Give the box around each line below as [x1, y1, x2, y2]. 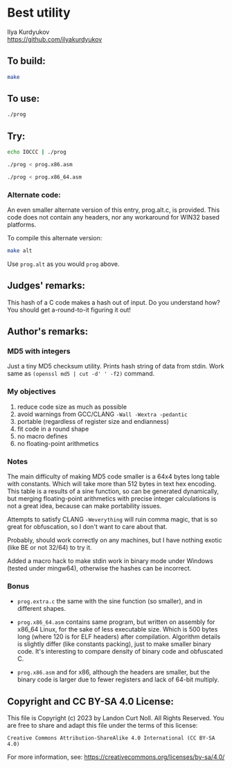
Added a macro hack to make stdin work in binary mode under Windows [7, 557, 213, 565]
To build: [7, 55, 46, 67]
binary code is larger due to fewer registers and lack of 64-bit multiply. [17, 675, 220, 684]
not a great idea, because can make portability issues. [7, 502, 162, 510]
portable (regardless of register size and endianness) [17, 417, 170, 425]
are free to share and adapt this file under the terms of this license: [7, 722, 198, 730]
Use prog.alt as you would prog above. [7, 260, 120, 268]
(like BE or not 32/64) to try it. [7, 544, 92, 552]
